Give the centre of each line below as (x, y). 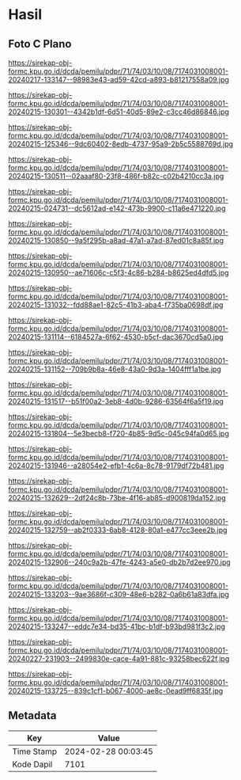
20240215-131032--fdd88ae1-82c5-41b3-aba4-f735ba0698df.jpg (116, 305)
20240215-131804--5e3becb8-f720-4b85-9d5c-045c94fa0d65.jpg (119, 434)
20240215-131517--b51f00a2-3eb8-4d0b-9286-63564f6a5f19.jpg (116, 401)
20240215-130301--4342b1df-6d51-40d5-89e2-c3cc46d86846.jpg (119, 112)
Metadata (32, 715)
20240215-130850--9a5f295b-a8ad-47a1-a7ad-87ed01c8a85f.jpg (116, 240)
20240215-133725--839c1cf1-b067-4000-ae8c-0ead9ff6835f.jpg (116, 691)
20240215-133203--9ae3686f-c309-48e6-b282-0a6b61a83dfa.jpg (119, 594)
